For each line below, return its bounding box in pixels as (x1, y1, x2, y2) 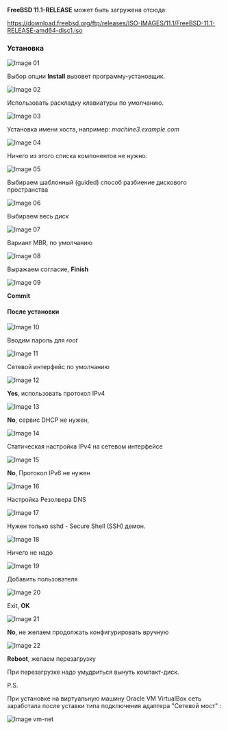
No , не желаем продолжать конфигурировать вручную (7, 628, 169, 636)
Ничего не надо (7, 548, 53, 557)
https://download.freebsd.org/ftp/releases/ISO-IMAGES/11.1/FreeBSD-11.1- (7, 19, 216, 27)
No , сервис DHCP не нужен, (7, 416, 90, 424)
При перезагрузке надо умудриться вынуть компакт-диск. (7, 668, 179, 676)
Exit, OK (7, 601, 30, 609)
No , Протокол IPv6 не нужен (7, 468, 90, 477)
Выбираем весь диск (7, 212, 69, 221)
